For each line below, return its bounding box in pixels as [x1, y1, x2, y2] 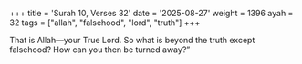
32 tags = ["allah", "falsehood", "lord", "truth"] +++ [9, 17, 201, 28]
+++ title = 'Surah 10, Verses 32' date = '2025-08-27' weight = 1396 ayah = [9, 8, 294, 18]
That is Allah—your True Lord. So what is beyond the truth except [9, 35, 255, 45]
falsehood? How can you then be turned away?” [9, 44, 191, 55]
